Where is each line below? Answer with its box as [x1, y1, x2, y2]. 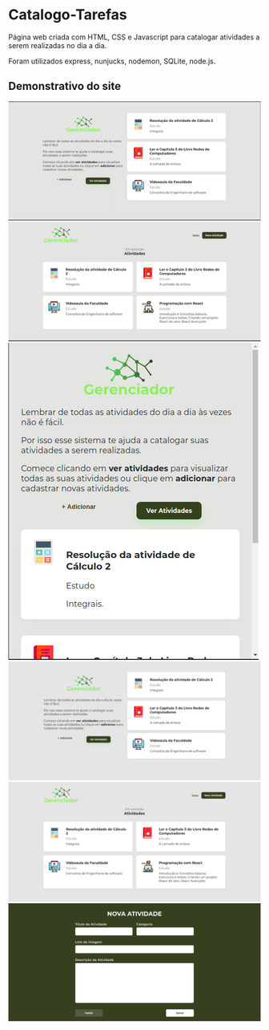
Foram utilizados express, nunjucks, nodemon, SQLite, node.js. [8, 56, 216, 66]
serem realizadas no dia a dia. [8, 40, 107, 50]
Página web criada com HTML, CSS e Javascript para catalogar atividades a [8, 32, 260, 42]
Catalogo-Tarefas [8, 6, 128, 24]
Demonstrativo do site [8, 79, 122, 93]
